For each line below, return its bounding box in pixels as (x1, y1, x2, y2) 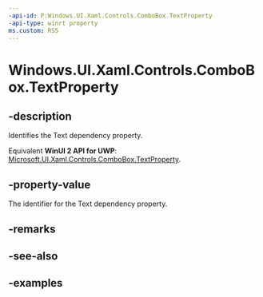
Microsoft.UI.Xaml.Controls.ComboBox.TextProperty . (8, 155, 181, 164)
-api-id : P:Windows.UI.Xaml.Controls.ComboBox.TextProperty (8, 11, 213, 20)
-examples (8, 276, 63, 290)
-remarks (8, 222, 56, 236)
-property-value (8, 177, 91, 192)
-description (8, 109, 72, 123)
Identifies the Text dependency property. (8, 131, 143, 141)
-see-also (8, 249, 58, 263)
